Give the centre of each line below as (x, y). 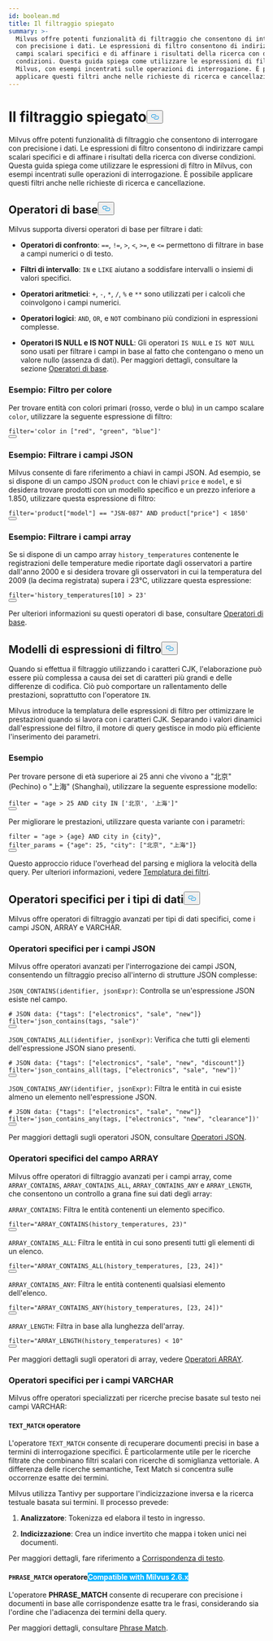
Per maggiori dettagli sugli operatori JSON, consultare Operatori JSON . (128, 1138)
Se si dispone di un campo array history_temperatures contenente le (124, 555)
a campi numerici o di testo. (67, 254)
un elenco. (26, 1251)
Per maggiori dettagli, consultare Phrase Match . (88, 1628)
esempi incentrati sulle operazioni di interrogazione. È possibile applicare (131, 174)
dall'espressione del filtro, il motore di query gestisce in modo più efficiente (134, 728)
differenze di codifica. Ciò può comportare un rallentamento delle (118, 687)
